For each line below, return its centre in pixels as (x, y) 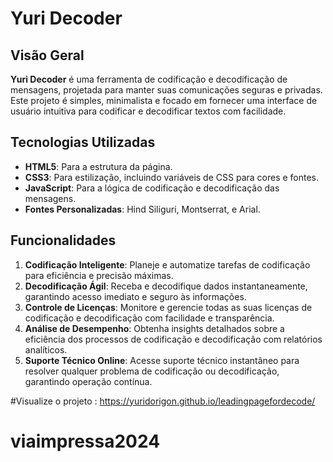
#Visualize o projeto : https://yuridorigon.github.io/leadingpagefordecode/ (163, 401)
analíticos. (46, 349)
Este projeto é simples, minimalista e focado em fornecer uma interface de (164, 100)
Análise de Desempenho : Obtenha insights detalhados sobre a (154, 328)
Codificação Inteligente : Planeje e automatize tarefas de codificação (167, 264)
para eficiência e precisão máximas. (99, 275)
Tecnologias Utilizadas (83, 142)
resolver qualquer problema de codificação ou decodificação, (152, 371)
